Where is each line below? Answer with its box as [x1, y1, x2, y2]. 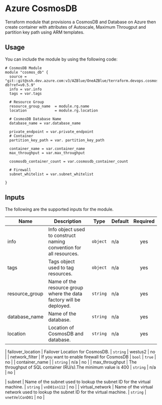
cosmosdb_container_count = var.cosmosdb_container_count [9, 159, 129, 164]
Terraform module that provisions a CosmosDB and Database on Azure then [5, 19, 156, 25]
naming [48, 238, 65, 245]
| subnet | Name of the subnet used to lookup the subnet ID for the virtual [5, 379, 151, 385]
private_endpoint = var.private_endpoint [9, 129, 94, 134]
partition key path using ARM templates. [5, 29, 84, 35]
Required [133, 218, 155, 225]
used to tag [48, 264, 74, 271]
